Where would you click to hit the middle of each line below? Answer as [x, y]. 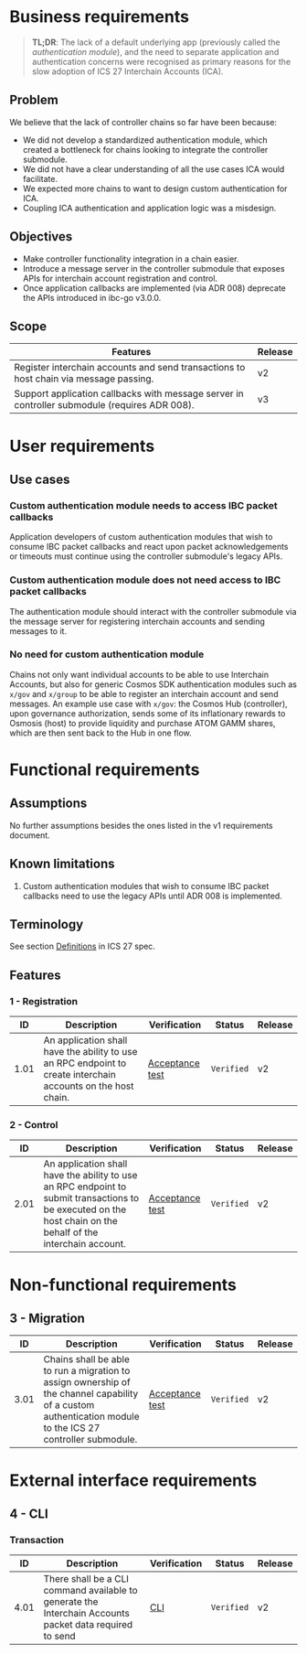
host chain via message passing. [84, 379]
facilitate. [40, 178]
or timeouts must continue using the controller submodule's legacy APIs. [146, 556]
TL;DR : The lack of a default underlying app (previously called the [156, 42]
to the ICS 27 [72, 1428]
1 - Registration [44, 1001]
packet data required [88, 1625]
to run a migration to [87, 1371]
